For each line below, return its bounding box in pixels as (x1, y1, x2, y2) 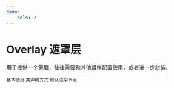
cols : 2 (17, 15, 36, 21)
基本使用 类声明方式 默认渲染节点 (6, 77, 78, 83)
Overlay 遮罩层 (6, 42, 82, 56)
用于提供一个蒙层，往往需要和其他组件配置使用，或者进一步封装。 (6, 64, 171, 71)
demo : (6, 8, 20, 15)
